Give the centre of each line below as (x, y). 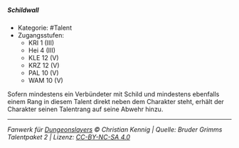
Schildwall (23, 10)
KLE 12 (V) (43, 57)
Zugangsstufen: (41, 35)
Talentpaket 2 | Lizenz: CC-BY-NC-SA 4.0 (69, 137)
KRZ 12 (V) (44, 65)
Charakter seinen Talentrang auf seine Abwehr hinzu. (85, 109)
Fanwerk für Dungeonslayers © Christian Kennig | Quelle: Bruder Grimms (115, 129)
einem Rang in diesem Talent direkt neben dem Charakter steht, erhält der (116, 101)
